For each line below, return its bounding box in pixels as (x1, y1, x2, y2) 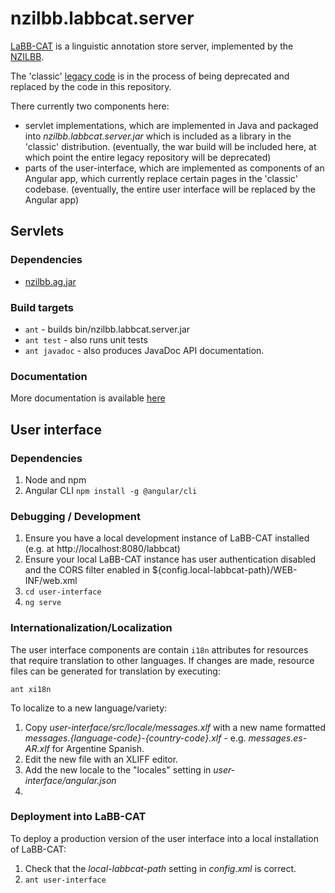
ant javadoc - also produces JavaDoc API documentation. (24, 344, 265, 356)
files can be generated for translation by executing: (10, 665, 221, 677)
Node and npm (24, 473, 87, 486)
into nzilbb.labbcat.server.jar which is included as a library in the (24, 130, 292, 142)
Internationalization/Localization (10, 621, 173, 635)
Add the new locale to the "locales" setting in (24, 763, 212, 776)
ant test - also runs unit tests (24, 333, 148, 346)
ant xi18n (10, 684, 52, 694)
